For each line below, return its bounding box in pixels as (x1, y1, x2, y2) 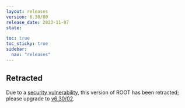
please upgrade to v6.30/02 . (6, 95, 75, 102)
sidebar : (6, 46, 27, 53)
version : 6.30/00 (6, 14, 48, 20)
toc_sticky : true (6, 41, 48, 47)
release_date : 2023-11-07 (6, 19, 69, 25)
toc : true (6, 36, 30, 41)
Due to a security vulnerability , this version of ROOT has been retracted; (6, 89, 179, 96)
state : (6, 25, 22, 31)
